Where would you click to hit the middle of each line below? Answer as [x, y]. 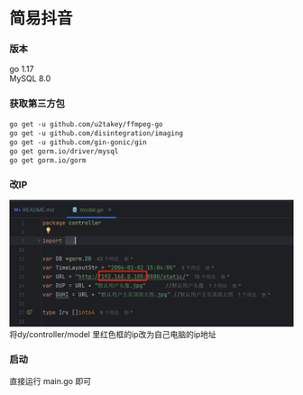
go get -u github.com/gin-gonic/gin [78, 142]
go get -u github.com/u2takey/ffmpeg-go [87, 124]
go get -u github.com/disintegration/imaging [96, 133]
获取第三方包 [37, 104]
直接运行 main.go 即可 [50, 381]
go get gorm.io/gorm [48, 160]
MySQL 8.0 [30, 78]
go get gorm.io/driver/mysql [64, 151]
